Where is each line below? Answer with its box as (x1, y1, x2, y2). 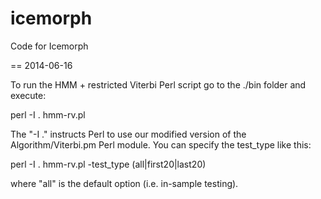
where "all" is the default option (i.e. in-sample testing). (10, 177, 239, 189)
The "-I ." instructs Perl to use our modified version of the (10, 128, 247, 140)
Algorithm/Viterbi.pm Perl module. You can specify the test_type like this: (10, 138, 312, 151)
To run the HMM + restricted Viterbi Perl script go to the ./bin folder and (10, 78, 307, 91)
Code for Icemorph (10, 40, 89, 52)
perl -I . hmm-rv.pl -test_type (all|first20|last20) (10, 158, 207, 170)
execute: (10, 89, 47, 101)
